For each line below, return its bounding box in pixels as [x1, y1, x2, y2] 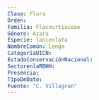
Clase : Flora [7, 10, 46, 18]
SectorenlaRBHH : [7, 63, 55, 70]
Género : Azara [7, 30, 49, 37]
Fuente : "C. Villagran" [7, 82, 78, 89]
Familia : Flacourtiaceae [7, 23, 81, 30]
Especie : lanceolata [7, 37, 69, 44]
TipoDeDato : [7, 75, 42, 83]
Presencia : [7, 69, 40, 76]
